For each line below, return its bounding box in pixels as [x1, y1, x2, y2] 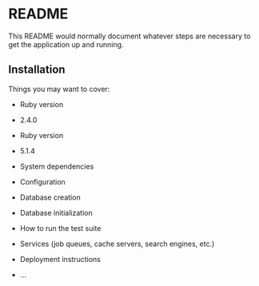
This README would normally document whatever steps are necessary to [8, 31, 251, 41]
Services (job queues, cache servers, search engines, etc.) [19, 239, 215, 248]
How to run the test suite [19, 223, 102, 232]
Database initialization [19, 208, 94, 217]
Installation [8, 63, 66, 77]
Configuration [19, 177, 66, 186]
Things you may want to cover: [8, 84, 110, 93]
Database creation [19, 193, 82, 202]
